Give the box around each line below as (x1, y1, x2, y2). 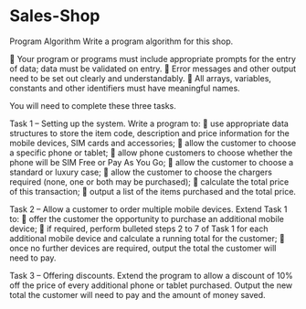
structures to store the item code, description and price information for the (9, 127, 290, 138)
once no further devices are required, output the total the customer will (9, 242, 277, 253)
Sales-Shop (9, 5, 100, 27)
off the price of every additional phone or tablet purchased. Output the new (9, 280, 293, 291)
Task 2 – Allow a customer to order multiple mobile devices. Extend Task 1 (9, 203, 288, 215)
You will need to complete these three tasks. (9, 100, 176, 111)
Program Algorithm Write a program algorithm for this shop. (9, 36, 234, 47)
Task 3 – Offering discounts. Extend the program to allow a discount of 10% (9, 270, 294, 281)
